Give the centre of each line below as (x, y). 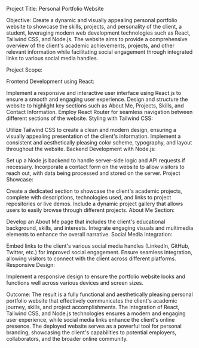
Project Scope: (25, 70)
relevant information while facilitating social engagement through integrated (99, 52)
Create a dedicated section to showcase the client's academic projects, (94, 191)
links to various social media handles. (52, 58)
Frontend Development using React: (50, 81)
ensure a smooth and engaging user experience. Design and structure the (97, 99)
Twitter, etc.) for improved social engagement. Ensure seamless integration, (99, 252)
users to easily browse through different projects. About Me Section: (91, 210)
